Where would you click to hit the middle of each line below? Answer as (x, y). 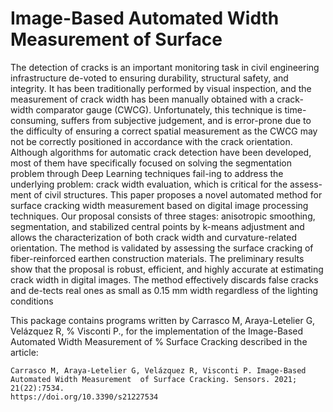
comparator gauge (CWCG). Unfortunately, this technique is (159, 109)
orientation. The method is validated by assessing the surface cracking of (162, 248)
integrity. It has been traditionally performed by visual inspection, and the (161, 88)
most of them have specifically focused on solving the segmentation (151, 163)
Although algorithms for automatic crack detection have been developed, (161, 152)
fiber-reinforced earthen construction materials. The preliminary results (157, 258)
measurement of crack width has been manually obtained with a (142, 99)
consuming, (34, 120)
